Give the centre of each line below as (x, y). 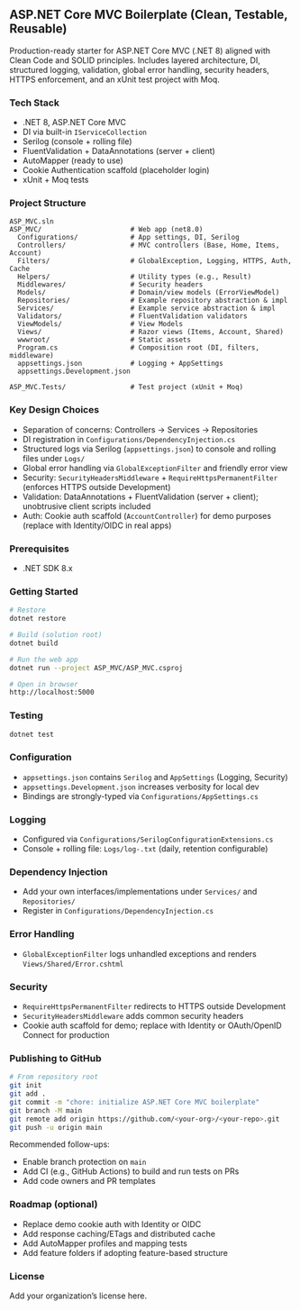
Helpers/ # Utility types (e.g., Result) (135, 277)
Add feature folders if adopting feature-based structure (125, 1252)
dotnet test (32, 734)
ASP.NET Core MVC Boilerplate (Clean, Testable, (149, 15)
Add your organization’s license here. (78, 1296)
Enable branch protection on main (84, 1162)
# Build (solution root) (56, 635)
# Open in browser (44, 684)
